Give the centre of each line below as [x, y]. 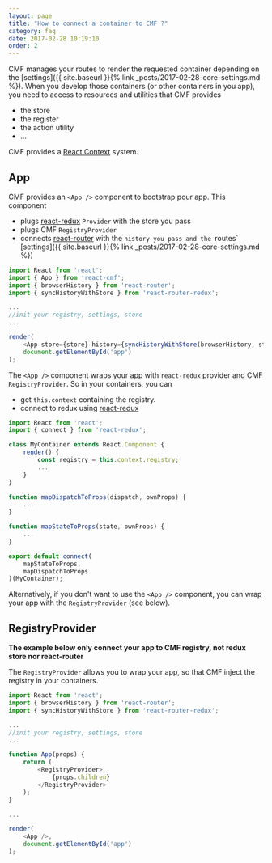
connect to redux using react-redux [79, 408]
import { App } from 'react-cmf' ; [67, 277]
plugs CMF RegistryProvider [68, 229]
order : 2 [23, 46]
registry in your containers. [53, 681]
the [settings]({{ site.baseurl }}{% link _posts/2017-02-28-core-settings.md [134, 78]
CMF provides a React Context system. [74, 152]
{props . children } [81, 777]
